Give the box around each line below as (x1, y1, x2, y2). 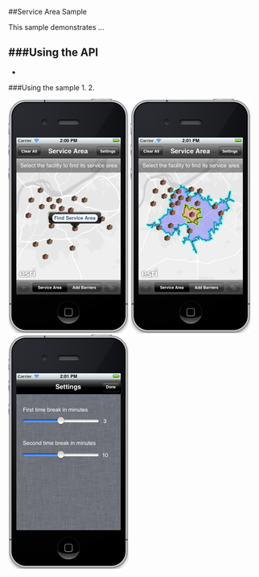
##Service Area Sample (8, 7, 87, 16)
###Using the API (8, 46, 99, 60)
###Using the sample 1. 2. (8, 82, 95, 92)
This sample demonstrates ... (8, 23, 105, 31)
